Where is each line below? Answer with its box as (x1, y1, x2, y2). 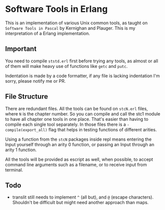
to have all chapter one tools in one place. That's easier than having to (5, 116, 149, 122)
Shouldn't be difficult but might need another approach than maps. (12, 200, 149, 206)
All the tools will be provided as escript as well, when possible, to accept (5, 156, 153, 162)
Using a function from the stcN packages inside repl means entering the (5, 136, 152, 142)
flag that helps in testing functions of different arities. (48, 126, 157, 132)
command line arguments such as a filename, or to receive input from (5, 161, 147, 167)
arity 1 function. (5, 147, 37, 153)
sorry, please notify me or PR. (5, 78, 66, 84)
